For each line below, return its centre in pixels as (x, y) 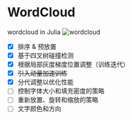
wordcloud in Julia (34, 32)
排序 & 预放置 (37, 46)
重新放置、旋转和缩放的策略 (58, 100)
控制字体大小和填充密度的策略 (61, 91)
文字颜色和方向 (39, 109)
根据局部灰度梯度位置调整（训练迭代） (73, 64)
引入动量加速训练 (42, 73)
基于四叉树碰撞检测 (46, 55)
